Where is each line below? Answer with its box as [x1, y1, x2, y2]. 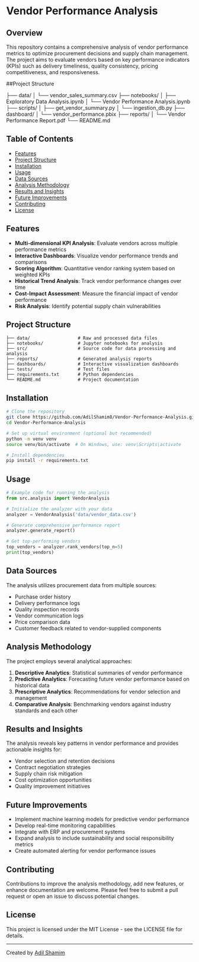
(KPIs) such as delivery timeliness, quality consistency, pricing [6, 62, 159, 69]
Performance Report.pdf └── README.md [6, 117, 111, 124]
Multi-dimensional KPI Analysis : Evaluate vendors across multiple [14, 239, 178, 247]
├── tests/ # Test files [6, 367, 110, 372]
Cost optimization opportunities [14, 776, 92, 783]
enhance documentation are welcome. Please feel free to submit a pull [6, 887, 179, 893]
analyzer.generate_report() [6, 528, 76, 534]
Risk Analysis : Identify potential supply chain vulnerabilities [14, 302, 161, 310]
